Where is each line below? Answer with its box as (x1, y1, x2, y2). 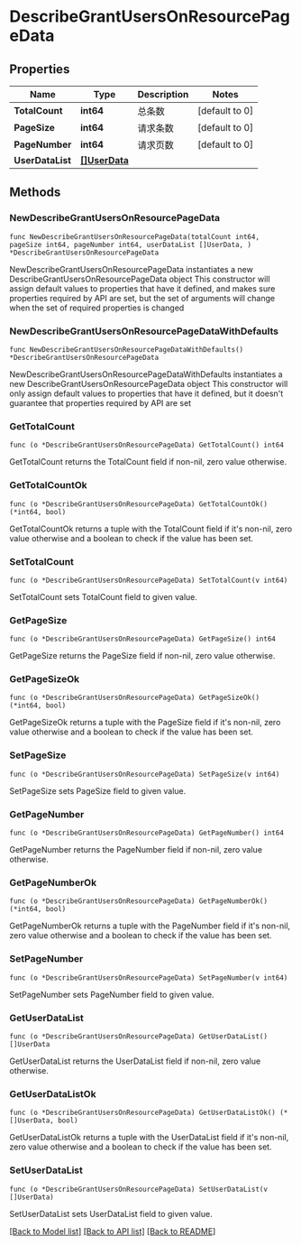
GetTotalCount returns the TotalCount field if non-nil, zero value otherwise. (9, 456, 287, 467)
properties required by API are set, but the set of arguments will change (9, 292, 276, 303)
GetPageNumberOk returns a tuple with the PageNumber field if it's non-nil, (9, 920, 291, 931)
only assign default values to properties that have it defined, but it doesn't (9, 388, 284, 399)
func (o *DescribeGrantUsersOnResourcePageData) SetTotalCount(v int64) (9, 576, 288, 585)
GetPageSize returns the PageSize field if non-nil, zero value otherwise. (9, 650, 276, 661)
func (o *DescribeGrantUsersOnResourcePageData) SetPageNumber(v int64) (9, 973, 288, 982)
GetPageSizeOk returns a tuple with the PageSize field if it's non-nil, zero (9, 717, 281, 728)
